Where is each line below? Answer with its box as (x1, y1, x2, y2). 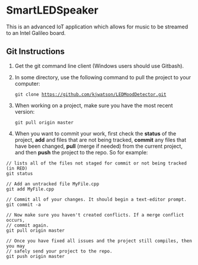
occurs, (6, 217, 25, 223)
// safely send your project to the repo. (6, 248, 113, 254)
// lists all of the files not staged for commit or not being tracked (6, 160, 187, 166)
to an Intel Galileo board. (6, 29, 66, 36)
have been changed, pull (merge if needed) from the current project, (14, 143, 183, 150)
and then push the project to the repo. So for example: (14, 148, 148, 156)
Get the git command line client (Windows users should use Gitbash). (14, 62, 184, 69)
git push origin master (6, 253, 65, 259)
